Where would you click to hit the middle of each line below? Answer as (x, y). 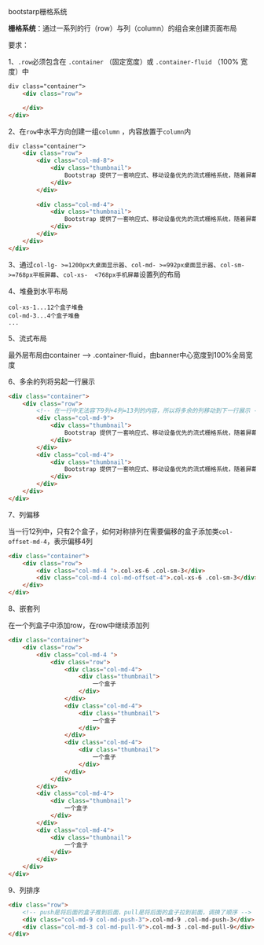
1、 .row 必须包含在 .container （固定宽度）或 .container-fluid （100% (124, 62)
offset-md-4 (27, 542)
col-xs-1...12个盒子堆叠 (46, 307)
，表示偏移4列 (70, 541)
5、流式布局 (27, 338)
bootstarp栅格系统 (38, 11)
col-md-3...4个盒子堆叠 (44, 316)
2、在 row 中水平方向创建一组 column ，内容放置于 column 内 (99, 131)
